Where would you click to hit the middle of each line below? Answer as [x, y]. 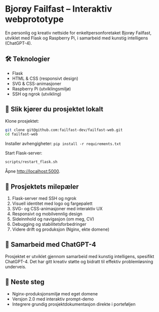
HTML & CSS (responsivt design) [45, 78]
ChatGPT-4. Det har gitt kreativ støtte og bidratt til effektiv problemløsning [79, 261]
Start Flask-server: [24, 153]
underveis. [16, 267]
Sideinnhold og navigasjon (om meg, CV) [53, 219]
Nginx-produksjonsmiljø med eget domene [55, 294]
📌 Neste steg [25, 282]
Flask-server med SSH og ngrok [44, 198]
